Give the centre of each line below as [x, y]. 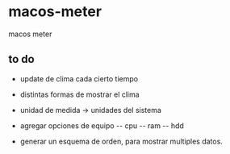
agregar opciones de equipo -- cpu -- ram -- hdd [102, 125]
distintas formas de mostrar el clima [79, 94]
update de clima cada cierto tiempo [79, 78]
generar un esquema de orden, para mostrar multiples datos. [121, 141]
